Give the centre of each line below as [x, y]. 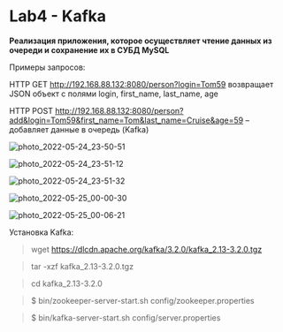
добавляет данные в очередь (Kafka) [79, 129]
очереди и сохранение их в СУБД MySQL [89, 49]
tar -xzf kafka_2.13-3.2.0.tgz [82, 266]
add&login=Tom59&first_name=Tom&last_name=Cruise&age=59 [126, 120]
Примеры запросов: [47, 67]
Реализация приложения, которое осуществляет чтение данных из [141, 41]
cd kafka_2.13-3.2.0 [67, 283]
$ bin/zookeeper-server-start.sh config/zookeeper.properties [142, 300]
